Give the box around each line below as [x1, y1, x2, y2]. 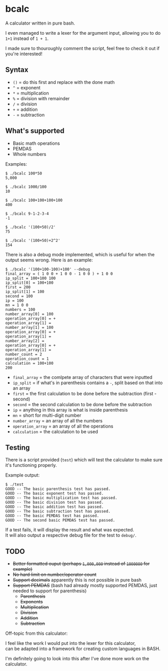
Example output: [5, 472, 40, 478]
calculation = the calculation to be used [12, 428, 98, 435]
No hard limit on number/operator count [12, 571, 97, 578]
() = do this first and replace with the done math [12, 79, 115, 85]
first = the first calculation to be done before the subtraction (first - [12, 390, 157, 396]
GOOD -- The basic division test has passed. [5, 500, 104, 505]
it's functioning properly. [5, 462, 57, 468]
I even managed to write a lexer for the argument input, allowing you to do [5, 30, 161, 36]
